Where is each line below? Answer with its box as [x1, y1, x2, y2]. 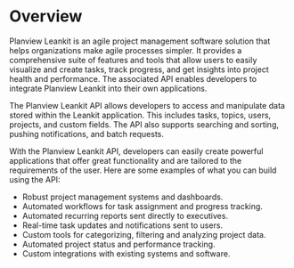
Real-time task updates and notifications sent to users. [21, 220, 224, 231]
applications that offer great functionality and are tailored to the [9, 155, 242, 166]
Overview [9, 6, 83, 27]
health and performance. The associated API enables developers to [9, 73, 257, 84]
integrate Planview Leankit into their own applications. [9, 83, 208, 93]
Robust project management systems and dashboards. [21, 191, 224, 202]
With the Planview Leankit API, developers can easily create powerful [9, 145, 264, 157]
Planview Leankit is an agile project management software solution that [9, 36, 271, 46]
